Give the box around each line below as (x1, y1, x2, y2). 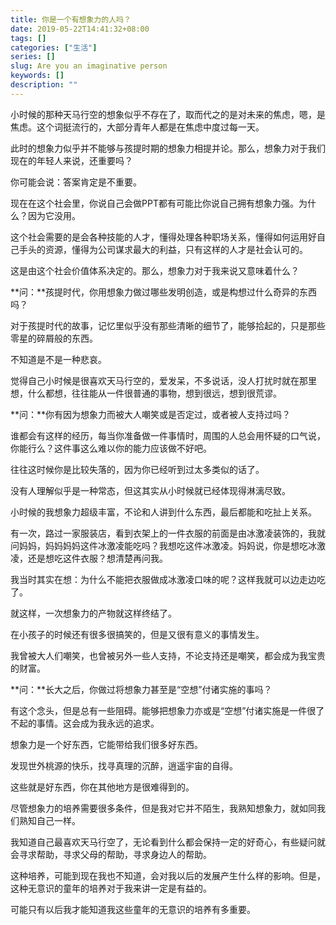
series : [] (10, 52, 56, 62)
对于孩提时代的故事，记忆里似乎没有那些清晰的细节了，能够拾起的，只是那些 (10, 319, 326, 331)
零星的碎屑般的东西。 (10, 332, 98, 344)
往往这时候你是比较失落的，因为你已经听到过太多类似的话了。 (10, 463, 265, 475)
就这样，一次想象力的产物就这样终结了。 (10, 607, 177, 619)
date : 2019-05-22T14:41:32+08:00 (10, 24, 150, 34)
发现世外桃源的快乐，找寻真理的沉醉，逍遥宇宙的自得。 (10, 759, 238, 771)
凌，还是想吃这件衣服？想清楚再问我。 (10, 552, 168, 564)
